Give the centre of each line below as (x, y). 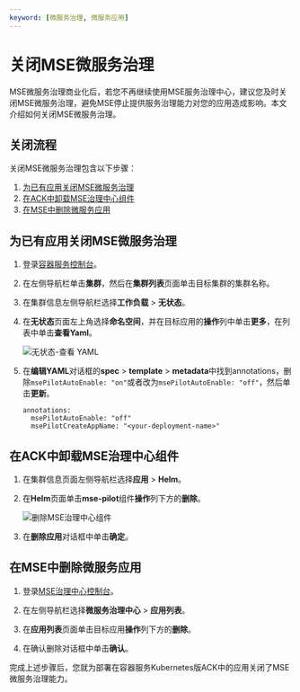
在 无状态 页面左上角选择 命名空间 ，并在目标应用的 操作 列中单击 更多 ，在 (152, 322)
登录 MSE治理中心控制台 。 (70, 590)
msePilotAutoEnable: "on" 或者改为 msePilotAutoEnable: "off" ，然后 (156, 382)
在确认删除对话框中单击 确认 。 (77, 648)
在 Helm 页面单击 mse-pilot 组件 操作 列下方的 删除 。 (114, 498)
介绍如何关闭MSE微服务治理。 (65, 114)
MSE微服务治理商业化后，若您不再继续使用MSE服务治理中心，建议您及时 (145, 92)
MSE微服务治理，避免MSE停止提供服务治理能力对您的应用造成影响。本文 (152, 102)
